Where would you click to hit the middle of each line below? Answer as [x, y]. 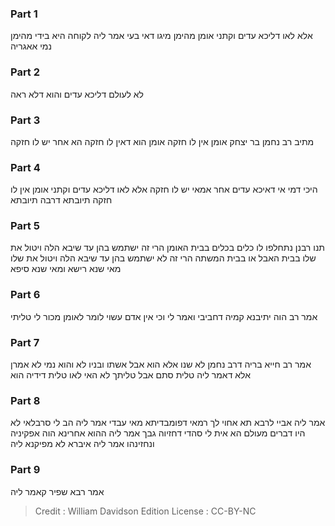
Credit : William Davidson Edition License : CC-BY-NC [145, 511]
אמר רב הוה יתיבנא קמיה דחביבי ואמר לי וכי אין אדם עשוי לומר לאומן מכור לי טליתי [164, 316]
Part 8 [25, 400]
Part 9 [25, 470]
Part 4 [25, 167]
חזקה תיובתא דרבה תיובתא [61, 200]
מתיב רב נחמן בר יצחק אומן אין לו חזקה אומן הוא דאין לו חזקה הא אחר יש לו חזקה [162, 141]
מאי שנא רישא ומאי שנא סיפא [66, 269]
